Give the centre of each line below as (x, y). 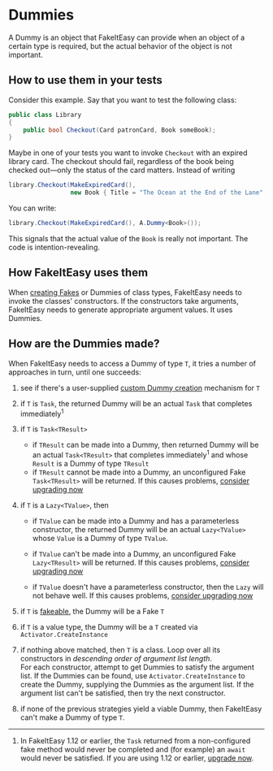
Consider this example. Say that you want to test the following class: (123, 100)
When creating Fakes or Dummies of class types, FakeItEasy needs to (125, 292)
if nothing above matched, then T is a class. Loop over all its (120, 650)
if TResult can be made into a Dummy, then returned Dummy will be (145, 445)
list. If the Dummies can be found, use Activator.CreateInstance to (132, 675)
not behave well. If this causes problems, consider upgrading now (143, 596)
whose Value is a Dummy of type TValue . (100, 538)
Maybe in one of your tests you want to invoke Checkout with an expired (128, 153)
